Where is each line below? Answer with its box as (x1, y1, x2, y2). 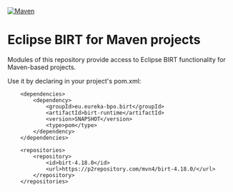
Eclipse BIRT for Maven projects (7, 32, 202, 48)
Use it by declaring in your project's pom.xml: (7, 76, 142, 85)
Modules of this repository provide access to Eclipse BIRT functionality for (7, 55, 227, 64)
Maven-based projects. (7, 63, 76, 71)
